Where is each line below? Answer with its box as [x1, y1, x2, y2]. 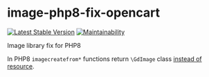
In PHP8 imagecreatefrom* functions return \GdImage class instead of [7, 54, 202, 63]
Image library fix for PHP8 [7, 41, 81, 49]
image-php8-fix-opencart [7, 5, 161, 21]
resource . [7, 62, 35, 70]
